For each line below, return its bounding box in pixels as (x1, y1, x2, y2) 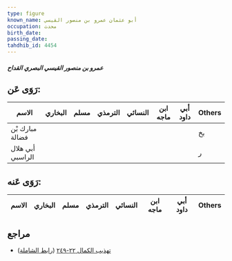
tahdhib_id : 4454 (7, 42, 57, 49)
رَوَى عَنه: (7, 176, 41, 187)
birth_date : (7, 29, 41, 36)
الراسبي (10, 152, 35, 162)
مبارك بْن (10, 124, 37, 134)
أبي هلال (10, 144, 36, 154)
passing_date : (7, 36, 48, 43)
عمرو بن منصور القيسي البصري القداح (7, 63, 104, 72)
